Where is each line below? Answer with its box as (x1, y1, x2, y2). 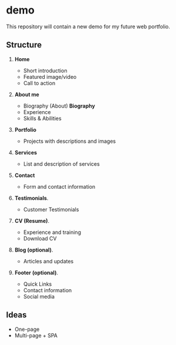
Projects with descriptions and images (23, 138, 116, 145)
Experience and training (23, 229, 81, 236)
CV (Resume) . (14, 217, 50, 224)
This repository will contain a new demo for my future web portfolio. (6, 23, 170, 30)
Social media (23, 293, 55, 300)
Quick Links (23, 280, 52, 287)
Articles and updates (23, 257, 74, 264)
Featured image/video (23, 73, 77, 80)
